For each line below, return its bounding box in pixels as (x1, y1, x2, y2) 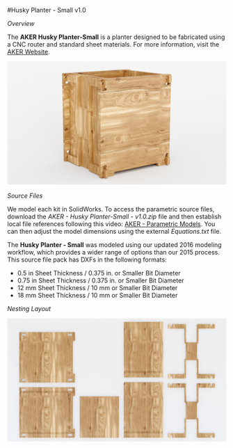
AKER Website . (7, 48, 50, 56)
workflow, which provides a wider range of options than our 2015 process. (7, 248, 220, 256)
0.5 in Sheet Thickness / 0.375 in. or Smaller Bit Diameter (17, 269, 181, 277)
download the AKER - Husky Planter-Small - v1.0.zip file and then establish (7, 212, 222, 221)
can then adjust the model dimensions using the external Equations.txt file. (7, 227, 221, 235)
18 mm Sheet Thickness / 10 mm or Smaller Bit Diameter (17, 291, 178, 299)
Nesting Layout (7, 305, 51, 312)
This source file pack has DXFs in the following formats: (7, 255, 167, 264)
